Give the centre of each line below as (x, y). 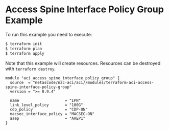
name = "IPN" (45, 100)
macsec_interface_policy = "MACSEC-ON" (52, 114)
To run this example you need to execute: (49, 34)
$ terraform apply (25, 53)
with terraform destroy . (31, 69)
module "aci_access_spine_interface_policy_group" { (63, 78)
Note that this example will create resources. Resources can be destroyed (83, 63)
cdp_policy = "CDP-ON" (49, 109)
